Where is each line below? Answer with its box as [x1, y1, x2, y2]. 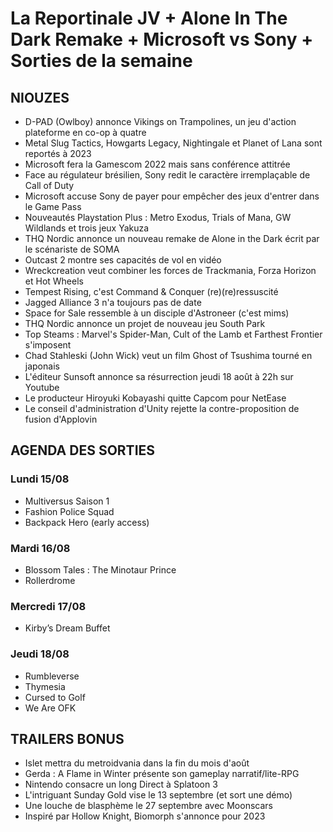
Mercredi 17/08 [10, 599, 87, 613]
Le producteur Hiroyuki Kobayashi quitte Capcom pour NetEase [24, 392, 287, 404]
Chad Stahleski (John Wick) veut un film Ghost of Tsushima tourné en [24, 350, 313, 361]
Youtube [24, 382, 60, 393]
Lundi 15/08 [10, 472, 70, 486]
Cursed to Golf [24, 691, 86, 703]
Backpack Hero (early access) [24, 516, 150, 528]
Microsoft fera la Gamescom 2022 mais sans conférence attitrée [24, 158, 291, 170]
